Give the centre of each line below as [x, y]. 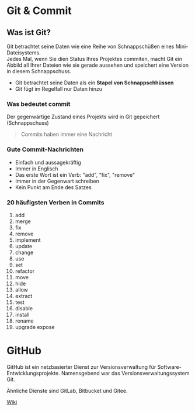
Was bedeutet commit [39, 104]
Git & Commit [39, 11]
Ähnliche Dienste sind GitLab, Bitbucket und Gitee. [67, 391]
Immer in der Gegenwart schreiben [57, 181]
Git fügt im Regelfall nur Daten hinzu [59, 89]
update [24, 246]
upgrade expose [35, 327]
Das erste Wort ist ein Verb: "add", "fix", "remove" [75, 174]
